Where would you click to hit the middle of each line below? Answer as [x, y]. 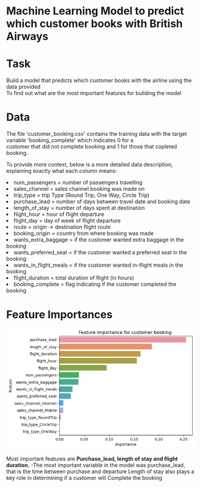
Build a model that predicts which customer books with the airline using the [99, 80]
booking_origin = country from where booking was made [84, 233]
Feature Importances [59, 315]
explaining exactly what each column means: [62, 171]
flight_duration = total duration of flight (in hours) [74, 278]
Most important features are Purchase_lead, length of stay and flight [92, 459]
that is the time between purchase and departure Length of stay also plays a [100, 471]
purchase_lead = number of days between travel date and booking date [102, 202]
